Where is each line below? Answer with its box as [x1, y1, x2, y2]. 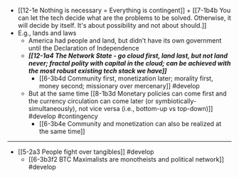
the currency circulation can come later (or [28, 97, 154, 105]
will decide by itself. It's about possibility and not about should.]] [17, 21, 207, 29]
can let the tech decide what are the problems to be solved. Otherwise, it [17, 14, 231, 22]
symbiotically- [155, 97, 197, 105]
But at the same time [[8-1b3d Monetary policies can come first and [28, 89, 227, 98]
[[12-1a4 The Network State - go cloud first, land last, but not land [28, 51, 228, 60]
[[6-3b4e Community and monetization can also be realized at [38, 120, 222, 127]
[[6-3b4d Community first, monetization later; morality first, [38, 74, 213, 83]
